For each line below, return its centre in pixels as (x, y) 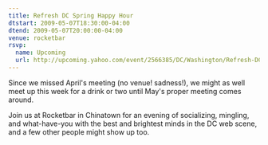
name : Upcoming (41, 53)
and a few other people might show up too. (79, 131)
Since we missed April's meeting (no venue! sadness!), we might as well (127, 82)
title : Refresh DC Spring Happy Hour (71, 16)
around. (21, 100)
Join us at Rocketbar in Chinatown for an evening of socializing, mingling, (129, 115)
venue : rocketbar (37, 38)
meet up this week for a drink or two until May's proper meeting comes (125, 91)
